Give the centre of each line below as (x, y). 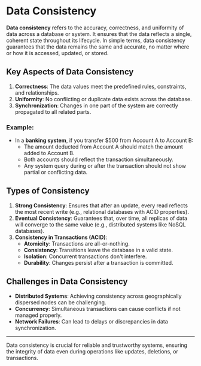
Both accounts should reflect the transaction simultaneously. (98, 159)
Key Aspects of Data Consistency (70, 72)
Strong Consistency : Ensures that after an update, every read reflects (101, 205)
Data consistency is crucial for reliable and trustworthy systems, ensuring (97, 345)
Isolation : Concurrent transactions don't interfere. (85, 256)
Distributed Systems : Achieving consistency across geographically (98, 296)
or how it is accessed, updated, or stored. (57, 53)
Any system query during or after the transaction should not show (105, 166)
